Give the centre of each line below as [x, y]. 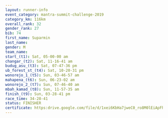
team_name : [16, 52]
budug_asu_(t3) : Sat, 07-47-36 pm [41, 66]
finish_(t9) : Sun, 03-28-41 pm [38, 94]
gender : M [15, 47]
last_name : [16, 43]
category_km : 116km [25, 19]
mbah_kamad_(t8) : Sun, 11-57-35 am [42, 89]
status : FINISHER [23, 103]
